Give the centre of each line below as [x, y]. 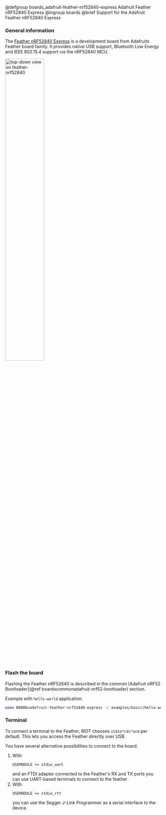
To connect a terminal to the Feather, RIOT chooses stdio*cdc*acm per [76, 731]
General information [30, 30]
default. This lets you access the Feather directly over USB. [65, 736]
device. [20, 808]
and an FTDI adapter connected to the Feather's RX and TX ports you [83, 774]
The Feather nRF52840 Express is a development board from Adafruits [77, 41]
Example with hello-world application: [44, 699]
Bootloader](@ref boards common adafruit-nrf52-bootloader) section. [75, 689]
